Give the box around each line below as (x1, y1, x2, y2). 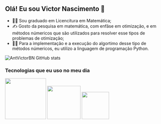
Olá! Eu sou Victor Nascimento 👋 (5, 5, 105, 13)
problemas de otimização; (12, 35, 64, 41)
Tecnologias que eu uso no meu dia (5, 67, 90, 74)
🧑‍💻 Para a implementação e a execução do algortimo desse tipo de (12, 40, 146, 46)
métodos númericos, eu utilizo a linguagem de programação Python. (12, 46, 149, 51)
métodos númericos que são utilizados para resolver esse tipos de (12, 30, 145, 36)
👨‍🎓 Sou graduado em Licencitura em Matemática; (12, 17, 112, 23)
